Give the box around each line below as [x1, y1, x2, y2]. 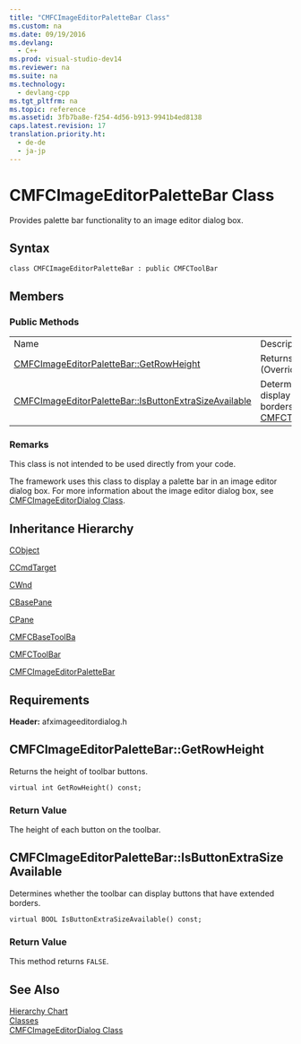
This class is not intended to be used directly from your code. [9, 459, 236, 470]
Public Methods [9, 315, 80, 328]
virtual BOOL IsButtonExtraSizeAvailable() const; [9, 915, 202, 924]
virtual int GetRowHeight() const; [9, 783, 142, 792]
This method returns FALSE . [9, 956, 109, 967]
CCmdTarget [9, 562, 56, 574]
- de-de [17, 138, 47, 147]
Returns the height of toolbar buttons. [9, 765, 148, 776]
